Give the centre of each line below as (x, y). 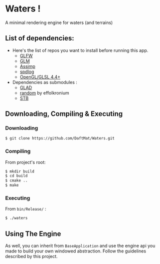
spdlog (27, 71)
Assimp (28, 66)
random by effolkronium (44, 92)
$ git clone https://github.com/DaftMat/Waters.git (60, 138)
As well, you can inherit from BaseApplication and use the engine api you (80, 246)
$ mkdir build (20, 171)
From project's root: (25, 162)
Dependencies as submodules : (45, 82)
